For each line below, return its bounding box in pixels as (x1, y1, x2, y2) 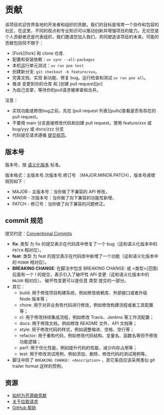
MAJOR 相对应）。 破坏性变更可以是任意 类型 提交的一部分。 (12, 277, 129, 284)
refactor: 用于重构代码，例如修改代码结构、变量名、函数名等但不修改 (19, 332, 158, 338)
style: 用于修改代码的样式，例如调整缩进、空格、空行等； (19, 326, 135, 332)
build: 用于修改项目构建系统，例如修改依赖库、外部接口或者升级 (19, 289, 147, 296)
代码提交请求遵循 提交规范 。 (12, 132, 69, 138)
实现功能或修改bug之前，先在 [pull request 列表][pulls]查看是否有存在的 (12, 108, 156, 113)
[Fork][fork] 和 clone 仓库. (12, 50, 64, 56)
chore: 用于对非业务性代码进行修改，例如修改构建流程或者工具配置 (19, 302, 154, 308)
